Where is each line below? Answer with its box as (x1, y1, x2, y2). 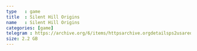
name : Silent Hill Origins (6, 19, 80, 25)
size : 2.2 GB (6, 36, 38, 42)
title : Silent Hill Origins (6, 14, 80, 20)
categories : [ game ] (6, 25, 54, 31)
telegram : (6, 30, 33, 36)
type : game (6, 8, 41, 15)
